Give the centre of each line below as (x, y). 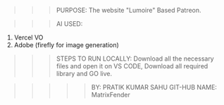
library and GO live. (84, 74)
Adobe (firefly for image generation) (67, 45)
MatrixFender (111, 95)
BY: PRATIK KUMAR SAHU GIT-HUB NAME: (154, 87)
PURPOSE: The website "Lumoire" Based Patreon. (129, 10)
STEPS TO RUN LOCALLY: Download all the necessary (135, 58)
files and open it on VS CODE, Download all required (132, 66)
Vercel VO (29, 37)
